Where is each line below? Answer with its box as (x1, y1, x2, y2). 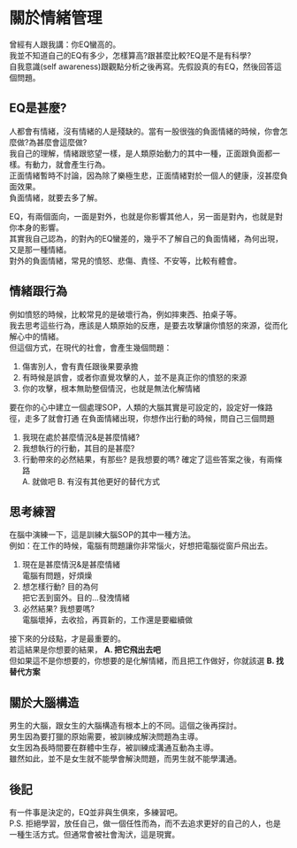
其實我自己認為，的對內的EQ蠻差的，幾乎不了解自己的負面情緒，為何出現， (9, 233, 284, 243)
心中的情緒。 (16, 331, 64, 342)
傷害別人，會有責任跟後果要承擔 (21, 360, 139, 372)
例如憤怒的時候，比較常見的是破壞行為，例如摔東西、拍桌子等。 (9, 309, 241, 320)
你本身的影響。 (9, 222, 64, 233)
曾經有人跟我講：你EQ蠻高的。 (9, 39, 121, 50)
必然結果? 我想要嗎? (21, 604, 95, 614)
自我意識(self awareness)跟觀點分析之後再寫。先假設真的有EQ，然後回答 (9, 61, 274, 72)
